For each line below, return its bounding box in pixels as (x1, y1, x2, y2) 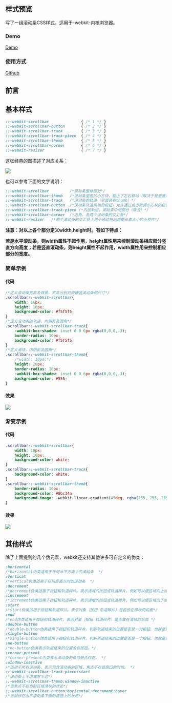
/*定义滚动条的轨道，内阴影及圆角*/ (5, 319, 72, 324)
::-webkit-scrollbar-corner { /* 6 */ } (5, 143, 106, 148)
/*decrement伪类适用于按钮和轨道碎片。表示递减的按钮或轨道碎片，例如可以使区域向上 (5, 588, 164, 594)
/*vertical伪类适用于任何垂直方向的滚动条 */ (5, 579, 95, 584)
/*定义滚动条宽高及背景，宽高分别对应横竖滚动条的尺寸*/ (5, 290, 110, 295)
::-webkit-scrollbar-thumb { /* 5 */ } (5, 138, 106, 144)
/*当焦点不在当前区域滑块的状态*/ (5, 684, 68, 689)
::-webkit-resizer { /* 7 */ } (5, 148, 106, 153)
